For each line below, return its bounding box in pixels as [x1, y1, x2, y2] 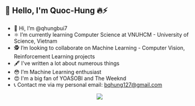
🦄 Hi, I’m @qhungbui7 [13, 24, 68, 32]
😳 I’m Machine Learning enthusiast [13, 68, 102, 75]
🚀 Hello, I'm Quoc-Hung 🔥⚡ [5, 5, 108, 16]
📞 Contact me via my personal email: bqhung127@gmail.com [13, 81, 163, 88]
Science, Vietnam [13, 37, 58, 45]
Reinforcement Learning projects [13, 52, 95, 60]
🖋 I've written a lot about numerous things [13, 60, 120, 67]
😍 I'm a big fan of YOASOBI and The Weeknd [13, 75, 127, 82]
